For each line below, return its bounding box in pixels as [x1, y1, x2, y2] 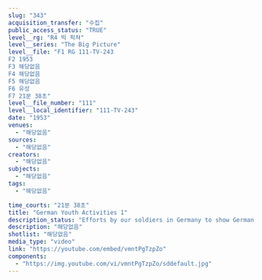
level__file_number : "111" [8, 99, 96, 107]
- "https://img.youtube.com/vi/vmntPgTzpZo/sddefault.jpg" [15, 260, 213, 267]
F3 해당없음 [8, 63, 41, 71]
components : [8, 252, 47, 260]
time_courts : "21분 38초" [8, 201, 90, 209]
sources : [8, 135, 37, 144]
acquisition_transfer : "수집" [8, 19, 104, 27]
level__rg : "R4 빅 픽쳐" [8, 33, 85, 42]
